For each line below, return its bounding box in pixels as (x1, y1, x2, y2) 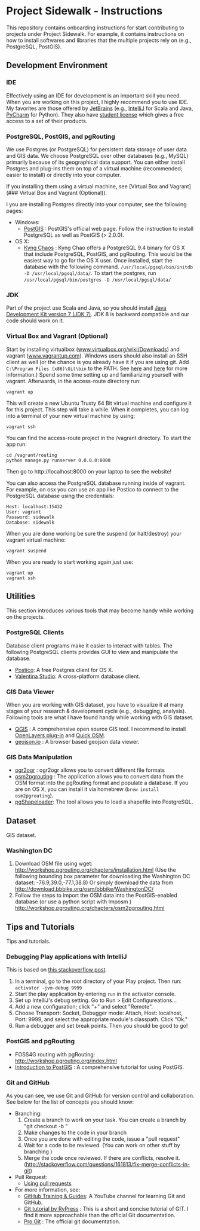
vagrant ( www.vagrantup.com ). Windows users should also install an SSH (6, 352, 187, 359)
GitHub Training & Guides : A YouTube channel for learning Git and (23, 1193, 186, 1200)
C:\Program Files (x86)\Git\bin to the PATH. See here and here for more (6, 365, 188, 372)
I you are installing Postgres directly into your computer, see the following (6, 200, 187, 207)
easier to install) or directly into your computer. (6, 171, 121, 178)
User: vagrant (6, 509, 42, 515)
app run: (6, 441, 27, 448)
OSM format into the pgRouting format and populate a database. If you (14, 779, 189, 787)
